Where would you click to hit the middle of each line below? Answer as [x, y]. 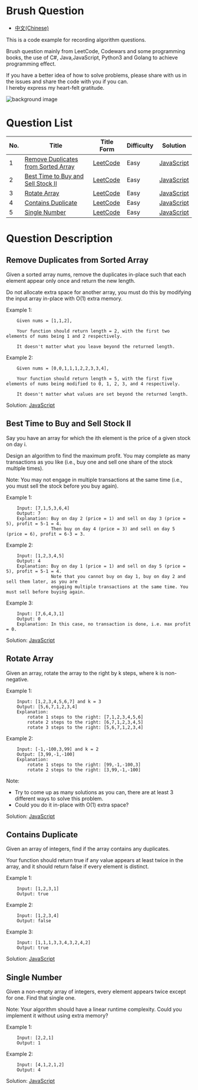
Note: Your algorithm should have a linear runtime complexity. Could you [94, 1009]
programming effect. [31, 64]
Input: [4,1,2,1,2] [41, 1065]
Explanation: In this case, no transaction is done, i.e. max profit [104, 624]
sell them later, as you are [42, 582]
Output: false [34, 921]
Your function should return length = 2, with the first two [93, 331]
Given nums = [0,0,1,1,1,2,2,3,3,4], [63, 368]
